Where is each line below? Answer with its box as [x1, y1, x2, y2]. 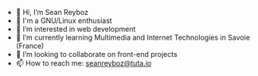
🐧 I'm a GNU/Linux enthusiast [15, 16, 113, 25]
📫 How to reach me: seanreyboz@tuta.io [15, 59, 152, 67]
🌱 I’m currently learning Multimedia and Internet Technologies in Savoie [15, 32, 251, 42]
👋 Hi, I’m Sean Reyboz [15, 8, 89, 17]
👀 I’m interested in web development [15, 25, 136, 33]
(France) [15, 41, 45, 51]
